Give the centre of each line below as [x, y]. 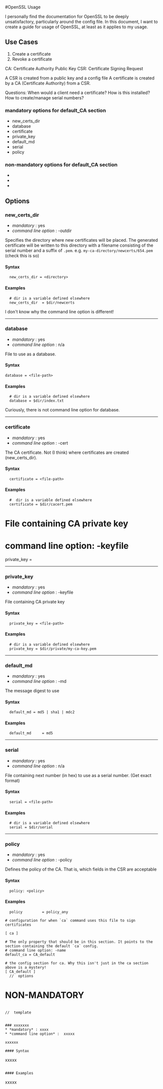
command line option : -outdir [42, 231]
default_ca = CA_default [30, 954]
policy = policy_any [39, 912]
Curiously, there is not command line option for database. [62, 410]
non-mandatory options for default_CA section [61, 165]
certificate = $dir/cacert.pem [41, 504]
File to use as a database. [31, 354]
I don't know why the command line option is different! [59, 311]
